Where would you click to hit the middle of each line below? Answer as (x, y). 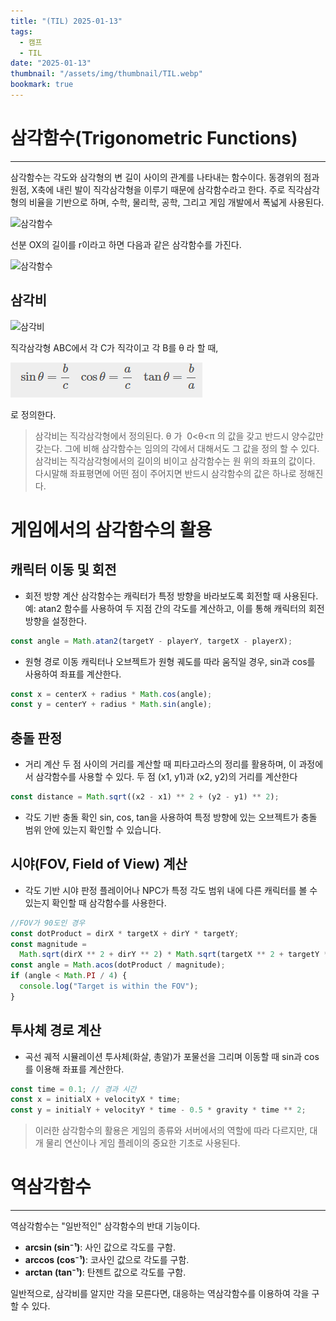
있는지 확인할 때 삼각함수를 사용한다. (95, 902)
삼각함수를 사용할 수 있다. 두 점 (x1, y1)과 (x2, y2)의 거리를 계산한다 (166, 777)
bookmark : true (42, 85)
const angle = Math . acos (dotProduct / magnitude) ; (118, 965)
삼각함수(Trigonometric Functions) (154, 138)
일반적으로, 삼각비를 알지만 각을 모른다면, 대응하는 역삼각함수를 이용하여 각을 (160, 1294)
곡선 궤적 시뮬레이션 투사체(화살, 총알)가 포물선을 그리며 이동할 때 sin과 (163, 1056)
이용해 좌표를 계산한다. (80, 1069)
